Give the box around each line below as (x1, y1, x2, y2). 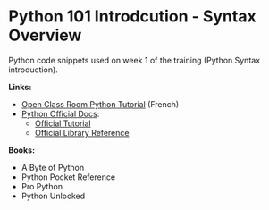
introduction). (8, 64, 59, 75)
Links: (8, 81, 32, 92)
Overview (8, 25, 82, 46)
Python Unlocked (21, 190, 86, 201)
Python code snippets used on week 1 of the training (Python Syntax (8, 55, 261, 65)
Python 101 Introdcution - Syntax (8, 6, 256, 27)
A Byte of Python (21, 162, 85, 172)
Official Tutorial (34, 118, 91, 129)
